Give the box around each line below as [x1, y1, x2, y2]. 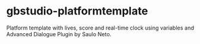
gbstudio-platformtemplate [6, 4, 149, 18]
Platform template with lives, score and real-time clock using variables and [6, 24, 194, 31]
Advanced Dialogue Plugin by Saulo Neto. [6, 30, 112, 37]
